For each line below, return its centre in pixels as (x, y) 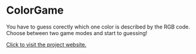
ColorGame (35, 10)
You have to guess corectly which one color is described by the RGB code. (98, 27)
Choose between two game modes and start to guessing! (77, 33)
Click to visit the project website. (46, 45)
